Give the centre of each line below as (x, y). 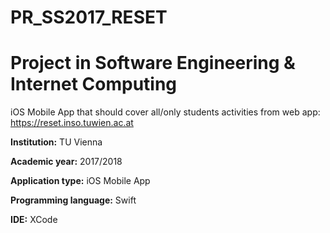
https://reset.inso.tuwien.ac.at (72, 123)
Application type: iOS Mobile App (80, 181)
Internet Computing (94, 84)
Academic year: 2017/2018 (66, 162)
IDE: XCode (34, 220)
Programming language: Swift (73, 200)
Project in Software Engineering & (153, 63)
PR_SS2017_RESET (89, 17)
